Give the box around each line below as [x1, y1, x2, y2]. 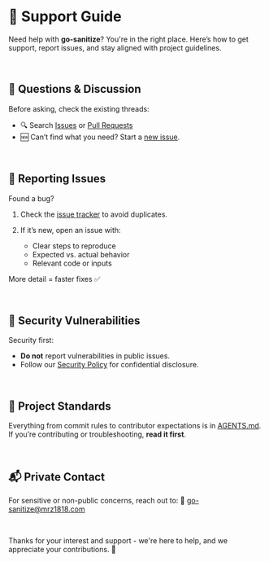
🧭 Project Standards [8, 399, 111, 413]
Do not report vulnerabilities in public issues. [20, 351, 171, 361]
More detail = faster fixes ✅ [8, 274, 101, 283]
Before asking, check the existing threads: [8, 103, 150, 113]
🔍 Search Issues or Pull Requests [20, 120, 133, 130]
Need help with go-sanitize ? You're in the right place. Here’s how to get [8, 34, 249, 44]
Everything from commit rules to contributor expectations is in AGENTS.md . [8, 421, 262, 431]
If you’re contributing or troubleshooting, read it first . [8, 429, 187, 439]
